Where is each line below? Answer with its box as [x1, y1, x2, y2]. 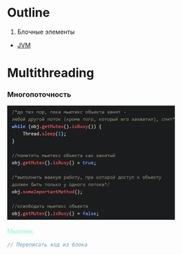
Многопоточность [7, 90, 72, 99]
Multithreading [7, 65, 94, 81]
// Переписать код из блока [7, 241, 88, 249]
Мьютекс [7, 227, 34, 236]
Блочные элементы [17, 28, 75, 36]
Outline [7, 5, 50, 21]
